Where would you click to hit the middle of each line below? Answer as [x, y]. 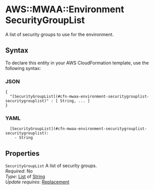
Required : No [19, 171]
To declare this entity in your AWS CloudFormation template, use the [77, 63]
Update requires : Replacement [37, 182]
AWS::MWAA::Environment [65, 9]
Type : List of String [25, 177]
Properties [22, 153]
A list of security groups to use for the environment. [59, 34]
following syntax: [23, 68]
